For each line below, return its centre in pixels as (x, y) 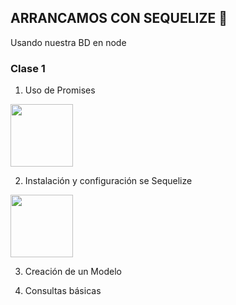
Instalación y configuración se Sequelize (108, 181)
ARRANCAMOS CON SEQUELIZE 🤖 (119, 18)
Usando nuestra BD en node (68, 42)
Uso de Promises (60, 90)
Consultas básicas (63, 291)
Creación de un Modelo (73, 272)
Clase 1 (28, 68)
